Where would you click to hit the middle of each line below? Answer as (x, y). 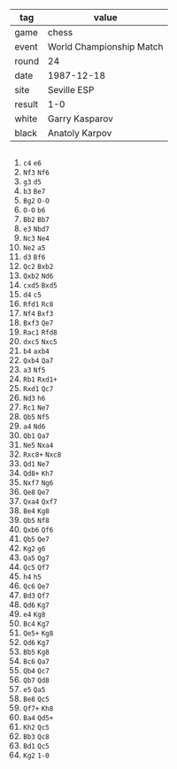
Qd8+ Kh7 (38, 473)
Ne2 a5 (34, 248)
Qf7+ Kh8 (38, 709)
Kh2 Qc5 (36, 727)
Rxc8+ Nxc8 (42, 455)
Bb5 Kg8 (36, 652)
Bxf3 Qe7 (38, 323)
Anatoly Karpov (80, 133)
